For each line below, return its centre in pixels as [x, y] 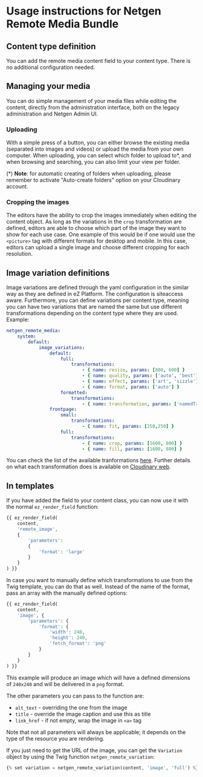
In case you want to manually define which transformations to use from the [100, 580]
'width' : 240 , [67, 632]
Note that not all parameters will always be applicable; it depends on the [96, 732]
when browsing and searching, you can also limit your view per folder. [93, 162]
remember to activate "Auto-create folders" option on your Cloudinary [93, 180]
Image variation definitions [58, 273]
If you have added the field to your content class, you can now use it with [97, 500]
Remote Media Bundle [63, 24]
